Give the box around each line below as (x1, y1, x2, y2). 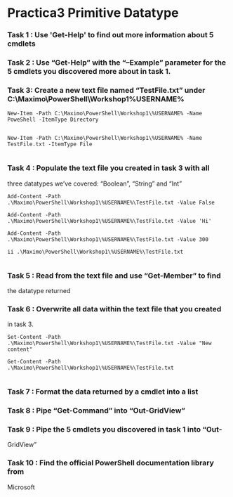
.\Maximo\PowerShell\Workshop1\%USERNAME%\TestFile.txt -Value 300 (7, 235, 209, 243)
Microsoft (7, 483, 35, 491)
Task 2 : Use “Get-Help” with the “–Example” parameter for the (7, 58, 227, 67)
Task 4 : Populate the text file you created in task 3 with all (7, 163, 210, 173)
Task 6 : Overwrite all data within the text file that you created (7, 304, 222, 314)
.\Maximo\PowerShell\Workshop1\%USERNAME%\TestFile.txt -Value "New (7, 340, 212, 347)
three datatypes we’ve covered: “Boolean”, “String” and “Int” (7, 179, 182, 188)
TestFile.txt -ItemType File (7, 141, 93, 148)
